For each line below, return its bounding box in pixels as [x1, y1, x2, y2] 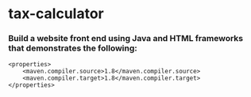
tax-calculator [8, 5, 105, 23]
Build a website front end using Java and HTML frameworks [8, 33, 244, 44]
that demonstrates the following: [8, 43, 137, 54]
